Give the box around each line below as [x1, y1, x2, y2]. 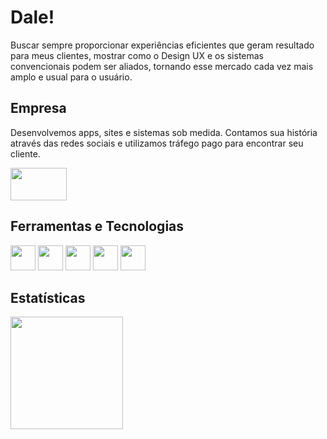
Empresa [10, 100, 67, 117]
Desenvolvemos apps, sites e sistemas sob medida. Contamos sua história [10, 126, 318, 138]
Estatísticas [10, 289, 86, 306]
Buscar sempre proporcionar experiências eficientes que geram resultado [10, 39, 315, 51]
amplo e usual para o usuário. [10, 71, 133, 83]
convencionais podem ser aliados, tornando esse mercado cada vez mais [10, 60, 314, 72]
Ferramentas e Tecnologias [10, 218, 185, 235]
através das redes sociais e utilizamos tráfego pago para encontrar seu [10, 137, 304, 149]
